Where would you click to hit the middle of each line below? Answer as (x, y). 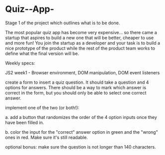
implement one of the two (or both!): (42, 107)
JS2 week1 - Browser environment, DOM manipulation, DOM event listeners (82, 72)
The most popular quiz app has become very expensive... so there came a (81, 32)
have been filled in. (25, 122)
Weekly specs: (20, 63)
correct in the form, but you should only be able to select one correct (76, 93)
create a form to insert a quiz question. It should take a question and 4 (77, 82)
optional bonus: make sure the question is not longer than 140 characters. (81, 147)
